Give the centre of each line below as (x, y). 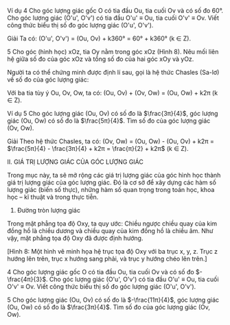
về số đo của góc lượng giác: (48, 80)
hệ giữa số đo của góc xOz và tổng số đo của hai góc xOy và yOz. (101, 59)
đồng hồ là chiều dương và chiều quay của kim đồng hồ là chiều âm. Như (111, 231)
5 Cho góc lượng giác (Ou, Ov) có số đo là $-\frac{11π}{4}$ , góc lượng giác (113, 300)
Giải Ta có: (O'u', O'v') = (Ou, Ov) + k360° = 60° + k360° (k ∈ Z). (99, 38)
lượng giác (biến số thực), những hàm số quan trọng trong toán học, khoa (111, 190)
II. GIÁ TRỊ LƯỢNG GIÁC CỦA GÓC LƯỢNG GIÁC (76, 162)
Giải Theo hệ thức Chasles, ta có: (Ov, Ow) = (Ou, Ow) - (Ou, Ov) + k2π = (111, 141)
